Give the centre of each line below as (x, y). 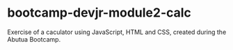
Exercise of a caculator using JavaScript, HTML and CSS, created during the (117, 32)
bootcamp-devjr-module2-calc (99, 13)
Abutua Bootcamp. (34, 39)
